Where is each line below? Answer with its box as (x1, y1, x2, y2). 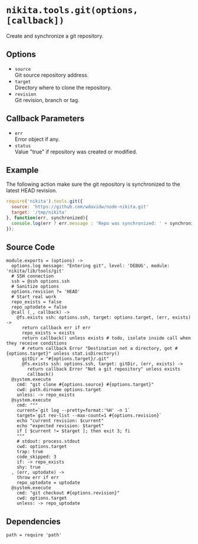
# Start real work (11, 294, 57, 300)
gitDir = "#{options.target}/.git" (21, 356, 110, 362)
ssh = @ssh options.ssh (11, 278, 70, 284)
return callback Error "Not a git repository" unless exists (27, 366, 181, 372)
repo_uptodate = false (11, 304, 67, 310)
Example (6, 165, 39, 175)
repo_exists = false (11, 299, 62, 305)
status (14, 143, 31, 149)
